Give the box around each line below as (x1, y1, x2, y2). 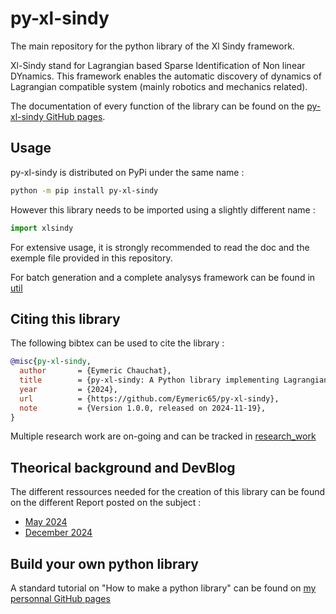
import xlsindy (10, 223, 74, 233)
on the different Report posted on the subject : (10, 497, 202, 509)
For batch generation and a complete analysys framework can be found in (10, 271, 316, 283)
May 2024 (24, 516, 68, 528)
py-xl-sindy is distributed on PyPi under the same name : (10, 166, 245, 178)
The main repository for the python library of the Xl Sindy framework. (10, 40, 295, 52)
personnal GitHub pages (10, 593, 111, 605)
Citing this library (10, 310, 121, 327)
